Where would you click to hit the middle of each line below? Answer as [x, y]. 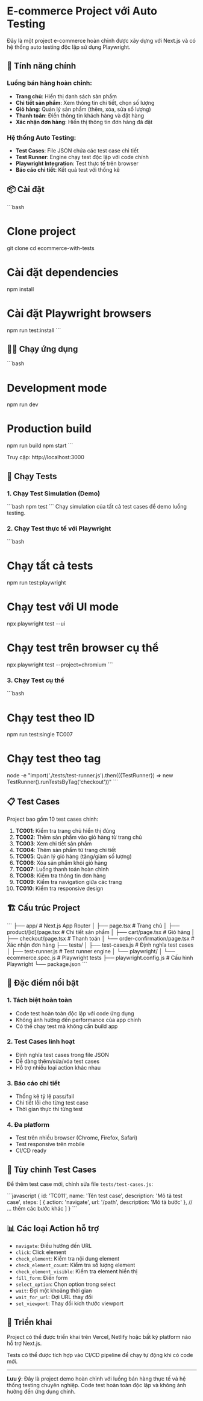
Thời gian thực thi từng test [49, 1109]
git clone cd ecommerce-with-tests [51, 248]
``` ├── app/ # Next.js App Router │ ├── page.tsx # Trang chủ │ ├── [93, 926]
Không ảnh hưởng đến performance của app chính [78, 1020]
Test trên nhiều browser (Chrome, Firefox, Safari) [77, 1138]
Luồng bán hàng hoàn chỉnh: [49, 83]
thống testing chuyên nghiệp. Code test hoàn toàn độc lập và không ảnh [97, 1385]
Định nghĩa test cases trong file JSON [62, 1055]
